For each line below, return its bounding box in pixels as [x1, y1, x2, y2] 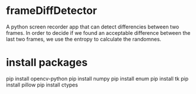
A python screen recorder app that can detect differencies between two [6, 23, 180, 30]
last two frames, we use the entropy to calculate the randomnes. [6, 35, 161, 42]
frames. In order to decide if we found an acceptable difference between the [6, 29, 191, 36]
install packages [6, 56, 88, 69]
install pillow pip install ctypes [6, 81, 78, 88]
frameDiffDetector [6, 4, 98, 17]
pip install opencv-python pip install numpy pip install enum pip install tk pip [6, 75, 189, 82]
